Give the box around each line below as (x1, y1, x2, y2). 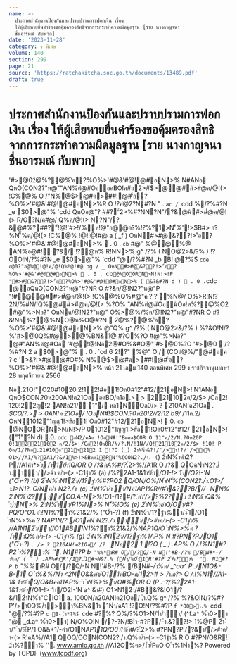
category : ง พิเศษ (8, 43, 57, 50)
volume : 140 (8, 50, 44, 57)
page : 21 (8, 63, 34, 70)
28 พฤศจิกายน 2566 (8, 371, 61, 380)
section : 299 (8, 56, 47, 63)
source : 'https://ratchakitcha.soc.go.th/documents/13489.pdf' (8, 69, 198, 76)
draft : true (8, 75, 44, 83)
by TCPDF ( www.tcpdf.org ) (8, 649, 87, 658)
